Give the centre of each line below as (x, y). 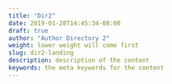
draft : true (28, 30)
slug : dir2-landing (41, 53)
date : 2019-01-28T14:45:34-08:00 (65, 23)
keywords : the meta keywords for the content (86, 68)
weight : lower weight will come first (73, 46)
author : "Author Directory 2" (59, 38)
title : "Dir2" (32, 16)
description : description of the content (79, 61)
